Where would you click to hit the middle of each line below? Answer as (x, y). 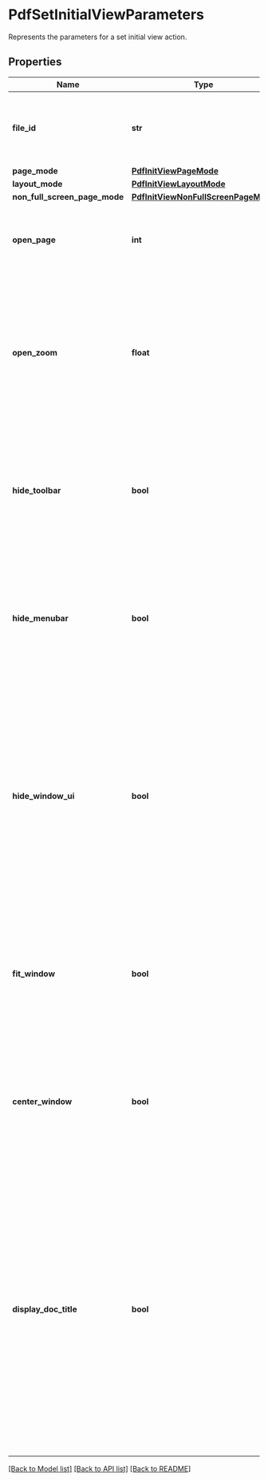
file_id (24, 128)
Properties (35, 62)
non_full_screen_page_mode (68, 197)
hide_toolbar (37, 490)
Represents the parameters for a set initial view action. (98, 37)
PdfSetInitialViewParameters (106, 15)
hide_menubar (41, 618)
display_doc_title (45, 1309)
